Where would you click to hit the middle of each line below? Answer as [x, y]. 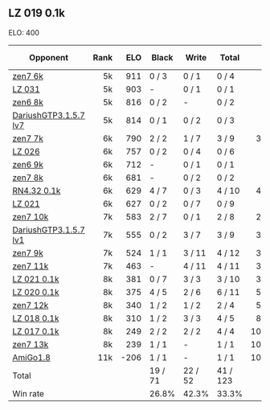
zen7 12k [31, 305]
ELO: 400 [24, 32]
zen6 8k [28, 102]
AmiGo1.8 [31, 357]
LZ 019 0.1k [37, 13]
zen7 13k [31, 344]
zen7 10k [31, 216]
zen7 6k [28, 76]
